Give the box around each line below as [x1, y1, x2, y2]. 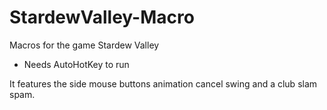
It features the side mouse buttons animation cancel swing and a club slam [9, 77, 318, 90]
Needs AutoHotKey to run [23, 58, 130, 70]
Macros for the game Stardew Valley [9, 39, 160, 51]
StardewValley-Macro [9, 6, 195, 29]
